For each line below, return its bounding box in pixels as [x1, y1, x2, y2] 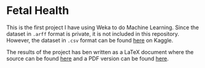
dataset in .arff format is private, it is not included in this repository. [6, 30, 180, 37]
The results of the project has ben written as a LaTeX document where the [6, 48, 194, 55]
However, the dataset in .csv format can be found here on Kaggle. [6, 36, 174, 44]
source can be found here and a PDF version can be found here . [6, 55, 169, 62]
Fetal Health [6, 4, 69, 18]
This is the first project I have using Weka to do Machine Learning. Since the [6, 24, 199, 31]
